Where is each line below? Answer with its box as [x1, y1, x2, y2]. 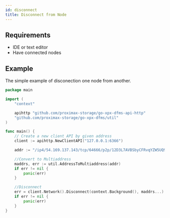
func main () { [5, 129, 35, 134]
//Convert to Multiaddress [14, 156, 71, 162]
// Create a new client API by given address [14, 134, 112, 139]
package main [5, 88, 33, 93]
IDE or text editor [12, 44, 48, 51]
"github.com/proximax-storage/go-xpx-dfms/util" [14, 115, 119, 120]
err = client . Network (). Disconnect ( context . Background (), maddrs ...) [14, 189, 164, 195]
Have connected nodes [12, 50, 62, 56]
